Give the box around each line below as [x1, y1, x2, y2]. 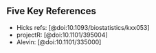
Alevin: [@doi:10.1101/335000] [16, 37, 102, 46]
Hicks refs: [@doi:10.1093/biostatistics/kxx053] [16, 23, 150, 31]
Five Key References [6, 5, 97, 17]
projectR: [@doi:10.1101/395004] [16, 31, 108, 39]
